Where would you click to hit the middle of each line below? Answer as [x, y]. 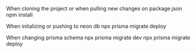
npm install [19, 15]
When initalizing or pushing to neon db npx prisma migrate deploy [86, 26]
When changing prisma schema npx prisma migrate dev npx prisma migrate [98, 37]
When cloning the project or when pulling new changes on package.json [94, 9]
